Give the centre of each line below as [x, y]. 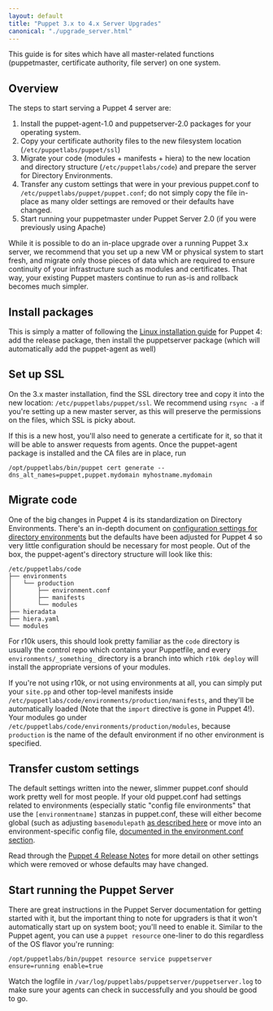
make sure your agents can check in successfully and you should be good [133, 990]
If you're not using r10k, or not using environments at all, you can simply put [135, 682]
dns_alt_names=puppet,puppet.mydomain [74, 475]
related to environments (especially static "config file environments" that [130, 805]
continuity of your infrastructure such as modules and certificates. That [128, 269]
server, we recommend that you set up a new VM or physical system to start [136, 252]
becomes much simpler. [49, 286]
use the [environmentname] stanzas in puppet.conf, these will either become [135, 814]
